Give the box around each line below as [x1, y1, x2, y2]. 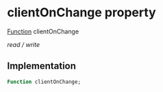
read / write [7, 40, 40, 48]
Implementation [7, 60, 77, 72]
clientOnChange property [7, 5, 156, 20]
